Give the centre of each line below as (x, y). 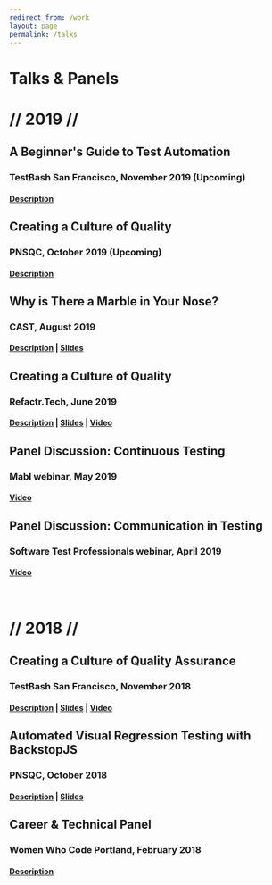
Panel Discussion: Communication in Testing (136, 526)
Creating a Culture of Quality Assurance (123, 661)
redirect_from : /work (49, 17)
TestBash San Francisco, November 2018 (100, 687)
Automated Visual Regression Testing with (130, 736)
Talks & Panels (64, 78)
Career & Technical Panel (80, 825)
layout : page (33, 26)
